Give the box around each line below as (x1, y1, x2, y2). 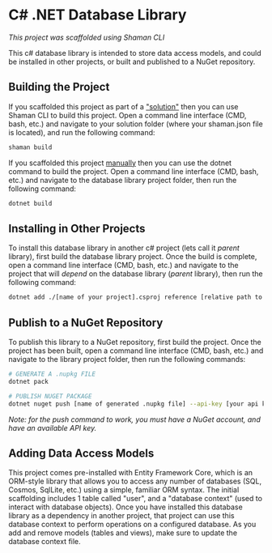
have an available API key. (8, 423, 97, 432)
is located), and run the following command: (8, 127, 155, 137)
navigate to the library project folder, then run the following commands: (8, 355, 246, 364)
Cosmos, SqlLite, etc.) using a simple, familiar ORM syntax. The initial (8, 485, 240, 495)
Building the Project (8, 80, 110, 94)
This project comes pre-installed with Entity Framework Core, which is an (8, 468, 253, 478)
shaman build (8, 143, 53, 151)
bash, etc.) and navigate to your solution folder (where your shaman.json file (8, 119, 263, 129)
